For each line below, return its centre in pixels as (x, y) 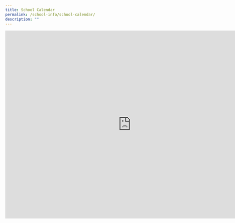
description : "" (22, 19)
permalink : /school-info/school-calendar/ (50, 15)
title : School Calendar (30, 10)
